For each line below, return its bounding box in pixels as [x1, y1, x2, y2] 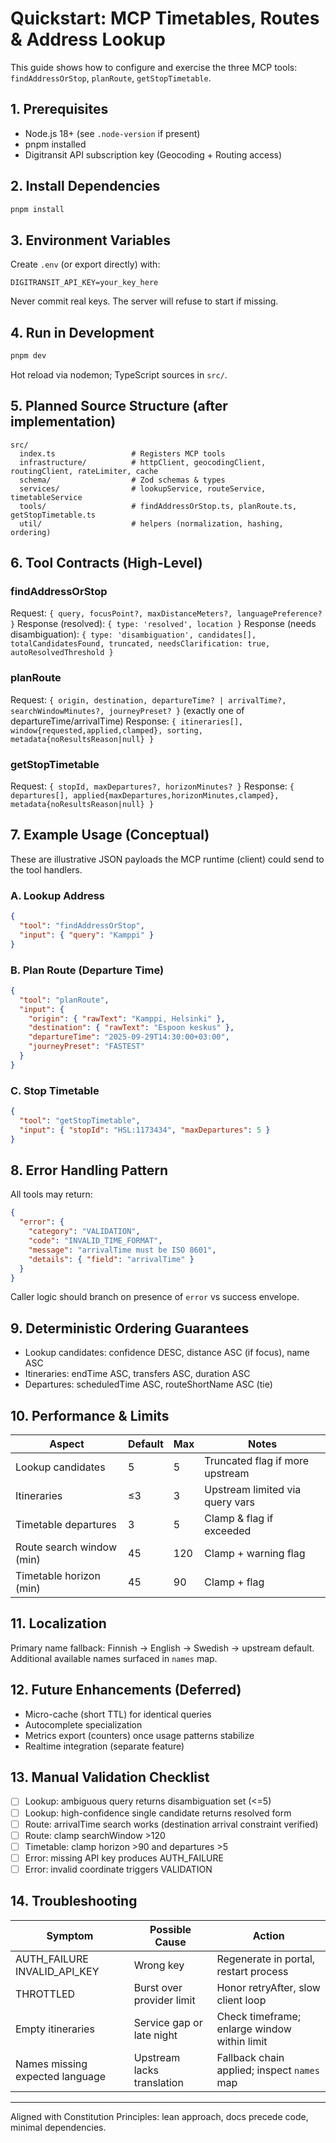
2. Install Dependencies [10, 178, 161, 195]
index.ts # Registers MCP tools [19, 448, 226, 459]
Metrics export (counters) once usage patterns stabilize [24, 1729, 255, 1741]
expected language [15, 2069, 107, 2083]
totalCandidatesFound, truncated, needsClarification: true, [10, 639, 271, 649]
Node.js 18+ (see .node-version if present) [24, 127, 201, 139]
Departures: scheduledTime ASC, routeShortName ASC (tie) [24, 1378, 273, 1391]
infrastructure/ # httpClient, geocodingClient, [19, 457, 267, 467]
